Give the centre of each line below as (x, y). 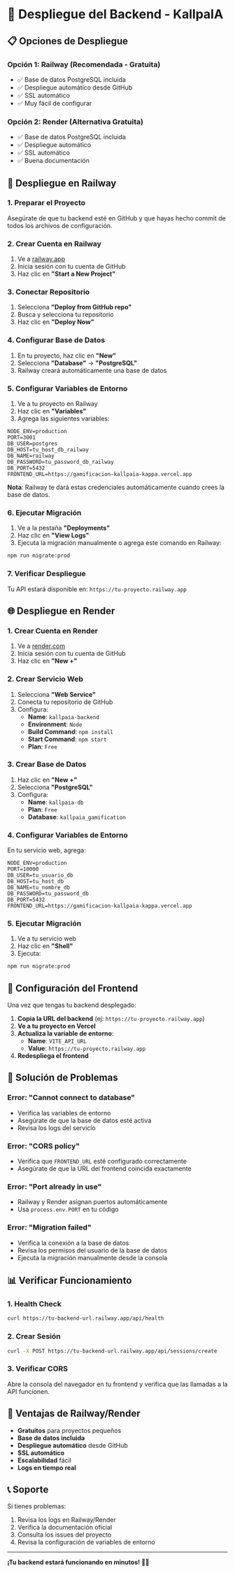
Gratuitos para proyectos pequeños (69, 1430)
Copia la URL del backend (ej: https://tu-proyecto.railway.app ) (111, 1019)
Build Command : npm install (71, 731)
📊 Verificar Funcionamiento (70, 1281)
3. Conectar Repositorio (49, 292)
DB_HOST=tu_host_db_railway (48, 450)
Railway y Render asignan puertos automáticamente (92, 1202)
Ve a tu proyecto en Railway (57, 404)
